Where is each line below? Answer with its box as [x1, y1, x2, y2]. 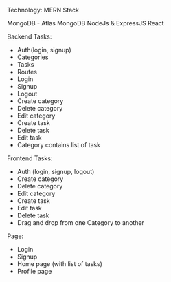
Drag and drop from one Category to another [16, 219, 144, 226]
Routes [16, 68, 38, 76]
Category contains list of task [16, 141, 101, 149]
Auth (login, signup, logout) [16, 168, 95, 175]
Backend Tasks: [7, 32, 52, 41]
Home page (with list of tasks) [16, 260, 103, 268]
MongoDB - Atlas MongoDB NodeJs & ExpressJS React [7, 19, 164, 27]
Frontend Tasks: [7, 154, 53, 162]
